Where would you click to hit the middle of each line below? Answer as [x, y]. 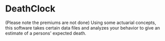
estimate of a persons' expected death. [46, 33]
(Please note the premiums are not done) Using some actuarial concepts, [81, 22]
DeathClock [30, 9]
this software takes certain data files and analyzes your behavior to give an [83, 27]
